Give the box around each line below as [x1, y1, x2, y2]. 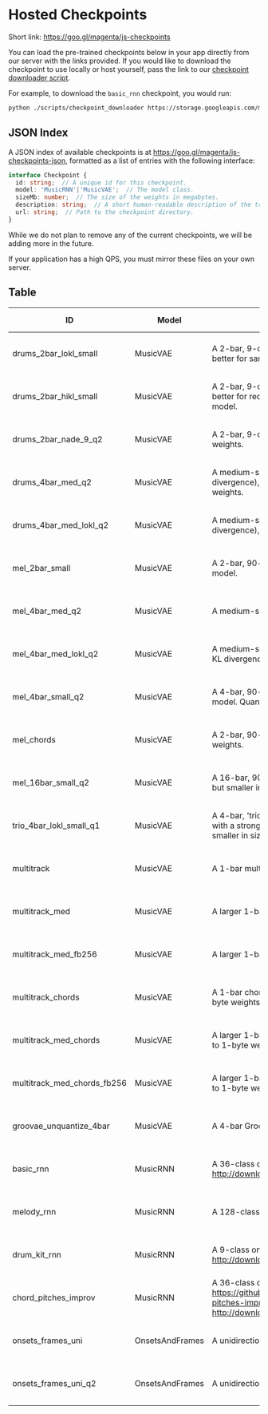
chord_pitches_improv [12, 1292, 96, 1303]
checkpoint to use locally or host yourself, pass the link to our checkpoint [8, 64, 250, 73]
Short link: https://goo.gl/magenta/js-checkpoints [8, 32, 171, 42]
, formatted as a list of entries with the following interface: [65, 156, 255, 165]
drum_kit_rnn [12, 1249, 62, 1260]
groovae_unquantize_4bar [12, 1120, 110, 1131]
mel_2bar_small [12, 562, 71, 573]
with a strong [211, 820, 262, 831]
